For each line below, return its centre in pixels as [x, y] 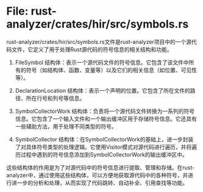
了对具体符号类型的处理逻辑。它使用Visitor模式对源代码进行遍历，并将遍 [106, 147]
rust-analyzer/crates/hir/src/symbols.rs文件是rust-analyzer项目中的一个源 [99, 41]
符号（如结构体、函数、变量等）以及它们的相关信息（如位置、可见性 [111, 70]
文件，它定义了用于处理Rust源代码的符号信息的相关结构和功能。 [92, 49]
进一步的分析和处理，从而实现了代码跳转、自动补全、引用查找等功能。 [99, 183]
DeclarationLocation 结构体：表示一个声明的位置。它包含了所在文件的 [102, 90]
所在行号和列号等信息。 [55, 98]
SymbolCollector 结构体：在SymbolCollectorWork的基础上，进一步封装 [104, 139]
